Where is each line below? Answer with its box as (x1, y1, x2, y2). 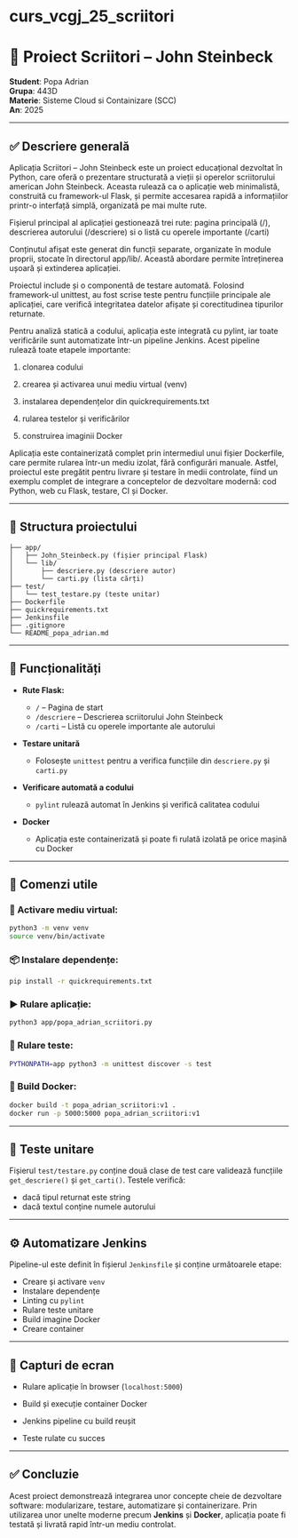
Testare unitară (21, 737, 80, 748)
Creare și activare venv (21, 1277, 106, 1287)
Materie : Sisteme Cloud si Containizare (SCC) (9, 95, 177, 106)
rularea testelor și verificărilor (21, 413, 130, 424)
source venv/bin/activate (9, 932, 105, 941)
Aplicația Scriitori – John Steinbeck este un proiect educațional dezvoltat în (9, 162, 283, 172)
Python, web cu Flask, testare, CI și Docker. (9, 485, 169, 496)
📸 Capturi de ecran (9, 1358, 114, 1373)
